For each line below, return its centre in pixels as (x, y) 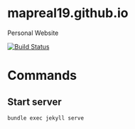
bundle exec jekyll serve (45, 118)
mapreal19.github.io (68, 13)
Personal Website (33, 33)
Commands (42, 76)
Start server (34, 102)
